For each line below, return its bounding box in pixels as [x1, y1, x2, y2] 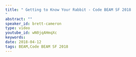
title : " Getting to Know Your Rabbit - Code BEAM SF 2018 [5, 7, 131, 12]
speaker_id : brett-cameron [5, 21, 62, 26]
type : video [5, 26, 30, 31]
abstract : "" [5, 16, 33, 21]
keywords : [5, 35, 26, 40]
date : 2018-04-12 [5, 40, 42, 45]
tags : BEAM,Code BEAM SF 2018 [5, 44, 69, 49]
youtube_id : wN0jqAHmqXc [5, 30, 57, 35]
